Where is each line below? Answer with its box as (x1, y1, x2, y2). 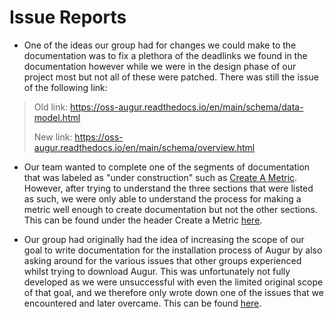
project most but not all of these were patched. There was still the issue (23, 71, 319, 83)
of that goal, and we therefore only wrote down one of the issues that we (23, 286, 324, 298)
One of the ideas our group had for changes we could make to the (23, 39, 297, 51)
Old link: (33, 101, 69, 113)
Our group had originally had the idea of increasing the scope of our (23, 233, 305, 245)
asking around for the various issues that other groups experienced (23, 254, 302, 266)
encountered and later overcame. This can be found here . (23, 297, 262, 309)
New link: (33, 131, 73, 143)
